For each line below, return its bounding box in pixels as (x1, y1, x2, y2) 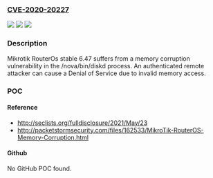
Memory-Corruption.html (17, 133, 89, 141)
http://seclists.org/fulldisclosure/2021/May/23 (17, 119, 148, 127)
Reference (7, 103, 38, 112)
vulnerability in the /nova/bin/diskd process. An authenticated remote (7, 61, 205, 70)
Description (7, 39, 48, 48)
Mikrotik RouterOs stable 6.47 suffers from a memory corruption (7, 54, 190, 63)
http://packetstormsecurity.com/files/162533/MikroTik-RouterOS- (17, 126, 204, 134)
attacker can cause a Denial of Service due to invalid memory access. (7, 69, 206, 77)
